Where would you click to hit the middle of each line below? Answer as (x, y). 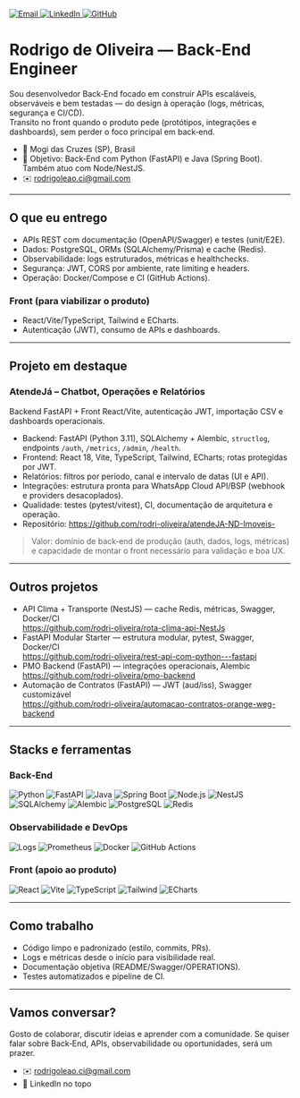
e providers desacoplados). (72, 495)
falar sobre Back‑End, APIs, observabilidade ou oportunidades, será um (141, 1043)
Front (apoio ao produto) (63, 870)
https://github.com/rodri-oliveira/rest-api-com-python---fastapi (139, 656)
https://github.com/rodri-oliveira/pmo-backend (109, 675)
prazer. (22, 1053)
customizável (46, 694)
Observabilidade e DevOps (69, 828)
